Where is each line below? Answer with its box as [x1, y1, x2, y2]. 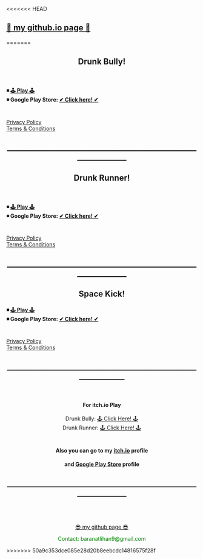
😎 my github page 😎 [75, 523, 128, 531]
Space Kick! [78, 289, 125, 299]
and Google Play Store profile [64, 460, 139, 468]
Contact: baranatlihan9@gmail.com [58, 535, 146, 543]
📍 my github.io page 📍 [6, 23, 91, 33]
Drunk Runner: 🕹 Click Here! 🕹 [62, 424, 141, 431]
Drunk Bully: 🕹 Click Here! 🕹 [65, 415, 138, 422]
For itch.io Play [82, 401, 121, 408]
